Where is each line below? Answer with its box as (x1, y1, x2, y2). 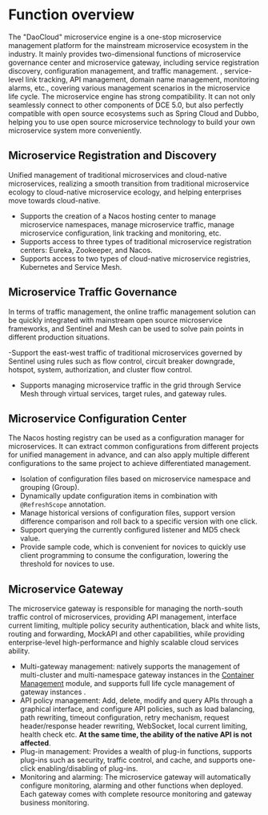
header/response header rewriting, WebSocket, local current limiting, (19, 721, 248, 731)
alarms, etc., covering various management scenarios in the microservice (8, 82, 250, 93)
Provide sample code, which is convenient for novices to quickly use (19, 542, 246, 552)
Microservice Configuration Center (8, 412, 187, 425)
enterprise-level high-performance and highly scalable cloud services (8, 638, 239, 648)
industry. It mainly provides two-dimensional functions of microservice (8, 49, 242, 58)
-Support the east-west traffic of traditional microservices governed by (8, 347, 242, 357)
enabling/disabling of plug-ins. (37, 764, 138, 773)
